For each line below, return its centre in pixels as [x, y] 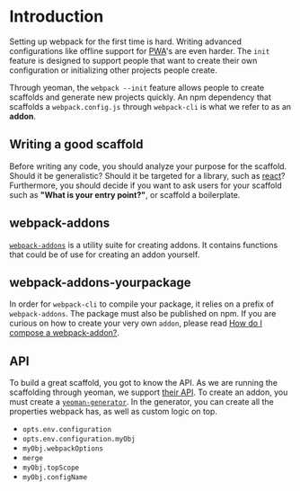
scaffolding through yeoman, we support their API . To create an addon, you [149, 392]
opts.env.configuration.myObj [79, 439]
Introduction [57, 17]
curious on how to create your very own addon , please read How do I [136, 323]
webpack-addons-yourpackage [100, 282]
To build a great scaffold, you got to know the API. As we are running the [144, 383]
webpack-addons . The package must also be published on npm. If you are [143, 314]
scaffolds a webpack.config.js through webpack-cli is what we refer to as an [150, 106]
